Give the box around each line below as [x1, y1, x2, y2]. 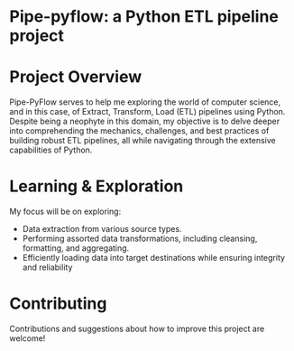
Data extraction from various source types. [22, 224, 182, 235]
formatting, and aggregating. [22, 243, 130, 254]
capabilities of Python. [9, 144, 93, 155]
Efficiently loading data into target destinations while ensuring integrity [22, 253, 286, 263]
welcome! [9, 333, 46, 344]
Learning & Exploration [9, 176, 184, 197]
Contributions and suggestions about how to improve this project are [9, 323, 265, 334]
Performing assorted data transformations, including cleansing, [22, 233, 258, 245]
